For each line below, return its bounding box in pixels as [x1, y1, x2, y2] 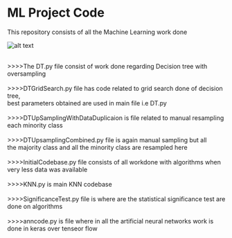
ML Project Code [7, 5, 105, 21]
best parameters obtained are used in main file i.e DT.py [7, 99, 168, 107]
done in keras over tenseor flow [7, 224, 98, 232]
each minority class [7, 121, 64, 129]
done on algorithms [7, 202, 63, 210]
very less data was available [7, 165, 88, 173]
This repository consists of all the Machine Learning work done [7, 28, 188, 36]
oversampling [7, 69, 46, 78]
